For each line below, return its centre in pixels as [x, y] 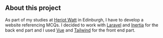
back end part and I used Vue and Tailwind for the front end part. [70, 30]
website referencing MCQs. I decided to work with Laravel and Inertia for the [82, 25]
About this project [33, 8]
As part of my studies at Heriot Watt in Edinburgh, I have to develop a [74, 19]
